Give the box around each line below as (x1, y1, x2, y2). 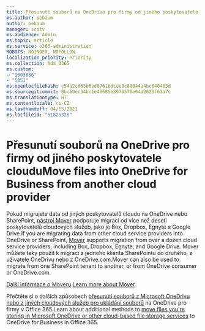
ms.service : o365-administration (6, 44, 92, 50)
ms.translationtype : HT (6, 94, 67, 101)
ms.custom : (6, 66, 34, 72)
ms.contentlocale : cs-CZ (6, 100, 70, 106)
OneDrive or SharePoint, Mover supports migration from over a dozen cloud (6, 237, 198, 244)
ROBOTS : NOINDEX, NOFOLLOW (6, 49, 75, 55)
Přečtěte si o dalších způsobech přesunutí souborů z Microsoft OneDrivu (6, 292, 190, 300)
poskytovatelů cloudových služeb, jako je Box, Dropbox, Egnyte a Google (6, 223, 191, 230)
